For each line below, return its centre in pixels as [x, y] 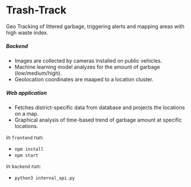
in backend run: [24, 166]
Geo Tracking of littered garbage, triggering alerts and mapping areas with [95, 26]
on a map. [26, 113]
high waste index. [27, 32]
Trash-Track [36, 10]
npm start [26, 155]
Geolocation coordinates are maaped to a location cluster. [84, 79]
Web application [26, 93]
